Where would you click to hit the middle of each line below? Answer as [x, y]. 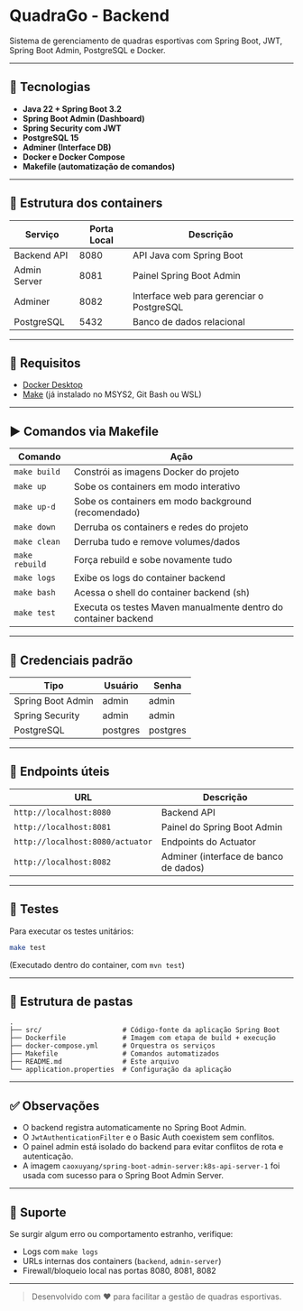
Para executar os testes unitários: [71, 931]
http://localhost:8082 [62, 862]
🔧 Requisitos [45, 363]
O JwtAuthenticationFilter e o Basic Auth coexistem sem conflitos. [148, 1137]
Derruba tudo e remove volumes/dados [157, 542]
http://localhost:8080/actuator [83, 841]
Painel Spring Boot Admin [186, 275]
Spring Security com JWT [72, 128]
